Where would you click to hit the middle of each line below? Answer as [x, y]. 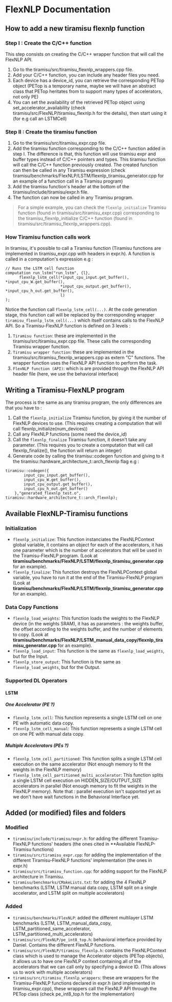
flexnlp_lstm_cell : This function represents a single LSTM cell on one [87, 717]
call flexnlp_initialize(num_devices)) [50, 429]
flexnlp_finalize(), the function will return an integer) [67, 450]
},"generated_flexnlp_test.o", [48, 494]
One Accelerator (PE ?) [30, 704]
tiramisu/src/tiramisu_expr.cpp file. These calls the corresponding [82, 341]
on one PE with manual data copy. [48, 734]
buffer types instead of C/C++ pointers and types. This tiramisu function [89, 160]
